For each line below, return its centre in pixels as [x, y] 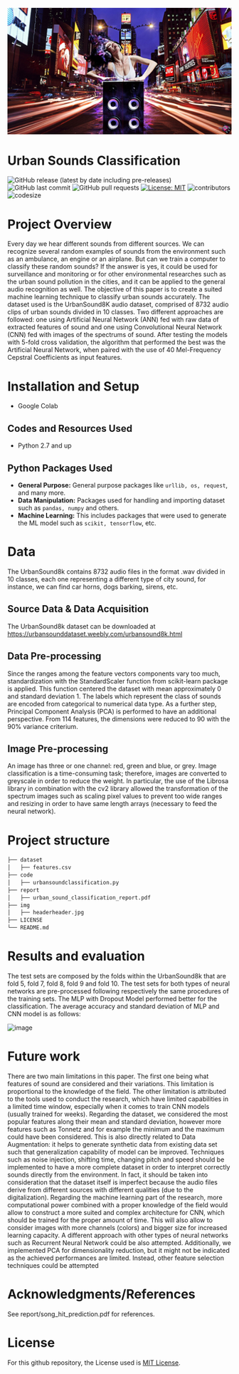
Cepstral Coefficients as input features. [65, 358]
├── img [19, 905]
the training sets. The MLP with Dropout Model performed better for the [112, 998]
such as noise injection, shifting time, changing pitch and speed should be [116, 1159]
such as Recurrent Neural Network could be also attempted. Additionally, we [119, 1243]
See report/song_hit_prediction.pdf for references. [81, 1314]
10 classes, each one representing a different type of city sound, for [107, 579]
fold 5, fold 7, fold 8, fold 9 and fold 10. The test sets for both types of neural [119, 983]
